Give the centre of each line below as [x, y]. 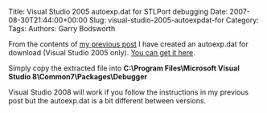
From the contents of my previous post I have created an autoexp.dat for [128, 44]
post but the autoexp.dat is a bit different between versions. [107, 101]
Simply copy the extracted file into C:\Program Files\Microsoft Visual [124, 68]
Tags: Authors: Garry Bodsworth [62, 28]
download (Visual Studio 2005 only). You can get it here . [102, 52]
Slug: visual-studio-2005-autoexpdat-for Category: [174, 20]
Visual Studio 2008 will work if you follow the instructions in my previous [129, 92]
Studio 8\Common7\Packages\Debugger [78, 77]
